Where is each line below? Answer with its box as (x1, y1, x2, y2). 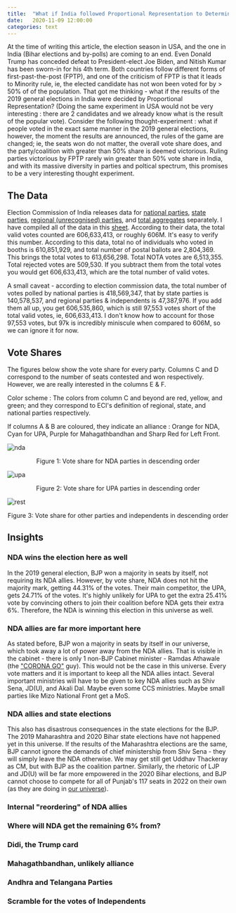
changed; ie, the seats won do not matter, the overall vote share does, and (7, 140, 223, 148)
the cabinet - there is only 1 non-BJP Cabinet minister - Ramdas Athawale (7, 654, 220, 662)
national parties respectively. (7, 408, 91, 417)
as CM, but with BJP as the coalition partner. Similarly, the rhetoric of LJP (7, 762, 220, 771)
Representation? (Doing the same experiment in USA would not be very (7, 102, 214, 111)
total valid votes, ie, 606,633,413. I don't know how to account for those (7, 312, 215, 320)
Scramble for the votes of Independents (7, 896, 146, 906)
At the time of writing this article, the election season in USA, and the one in (7, 43, 226, 51)
